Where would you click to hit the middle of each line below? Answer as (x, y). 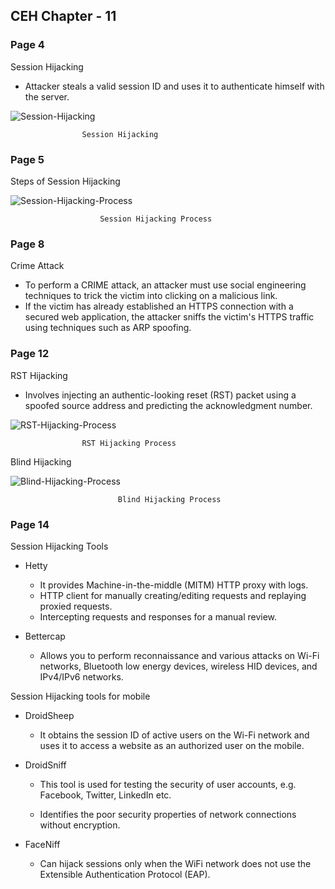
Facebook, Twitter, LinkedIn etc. (105, 795)
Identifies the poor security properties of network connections (168, 814)
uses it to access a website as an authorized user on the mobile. (172, 745)
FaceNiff (42, 844)
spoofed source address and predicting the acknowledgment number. (168, 405)
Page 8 (27, 244)
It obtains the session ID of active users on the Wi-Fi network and (174, 735)
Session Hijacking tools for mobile (80, 696)
